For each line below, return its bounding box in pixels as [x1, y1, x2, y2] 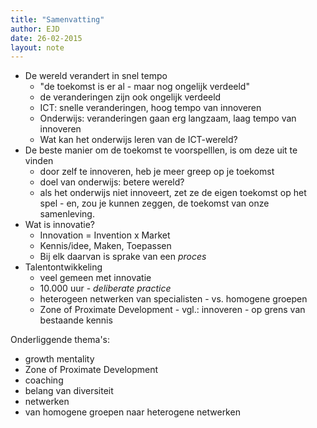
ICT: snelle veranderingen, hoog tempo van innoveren [39, 102, 262, 114]
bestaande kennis [39, 314, 113, 326]
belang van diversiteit [24, 385, 114, 397]
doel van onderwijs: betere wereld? [39, 176, 185, 188]
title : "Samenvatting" [10, 14, 105, 25]
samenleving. [39, 208, 95, 220]
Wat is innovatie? [24, 219, 95, 231]
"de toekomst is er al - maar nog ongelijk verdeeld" [39, 81, 250, 93]
